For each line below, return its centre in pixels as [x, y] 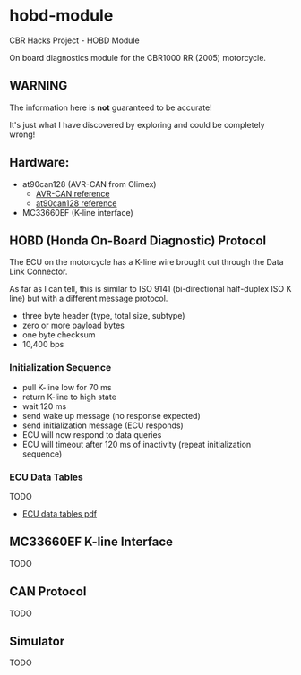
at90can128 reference [76, 203]
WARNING [39, 86]
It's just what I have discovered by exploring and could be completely [138, 124]
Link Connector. [39, 272]
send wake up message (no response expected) [111, 415]
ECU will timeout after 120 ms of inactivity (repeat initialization [137, 444]
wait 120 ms [44, 406]
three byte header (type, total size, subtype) [103, 316]
